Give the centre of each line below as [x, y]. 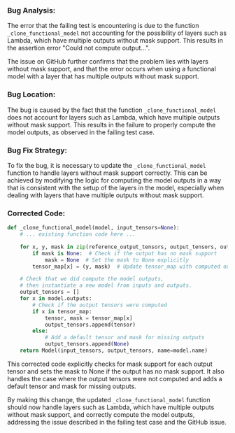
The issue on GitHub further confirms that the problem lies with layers [108, 62]
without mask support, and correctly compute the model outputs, [101, 414]
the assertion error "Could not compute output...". [79, 48]
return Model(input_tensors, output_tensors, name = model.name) [114, 351]
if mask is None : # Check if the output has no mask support [125, 253]
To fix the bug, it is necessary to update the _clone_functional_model [107, 165]
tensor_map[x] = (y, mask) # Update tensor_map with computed [126, 267]
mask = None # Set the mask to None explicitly [117, 260]
